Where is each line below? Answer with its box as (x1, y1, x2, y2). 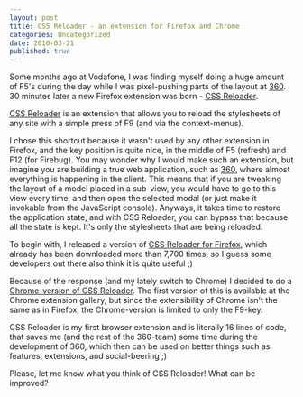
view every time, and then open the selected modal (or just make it (9, 193, 257, 204)
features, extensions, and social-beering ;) (9, 351, 168, 362)
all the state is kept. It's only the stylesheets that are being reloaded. (9, 222, 263, 233)
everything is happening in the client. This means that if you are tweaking (9, 173, 282, 185)
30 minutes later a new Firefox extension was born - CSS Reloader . (9, 91, 259, 102)
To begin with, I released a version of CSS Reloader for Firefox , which (9, 239, 268, 250)
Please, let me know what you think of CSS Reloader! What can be (9, 368, 256, 379)
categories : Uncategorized (9, 30, 111, 39)
